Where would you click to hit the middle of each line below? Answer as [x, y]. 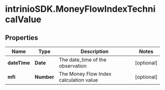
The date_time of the [82, 60]
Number [44, 77]
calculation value [78, 80]
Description [95, 51]
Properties [22, 38]
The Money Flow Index [85, 74]
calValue [23, 19]
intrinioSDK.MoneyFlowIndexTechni [80, 9]
